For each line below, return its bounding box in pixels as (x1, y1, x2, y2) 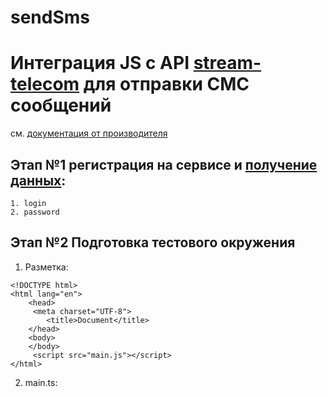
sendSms (10, 6, 91, 29)
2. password (10, 207, 60, 217)
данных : (10, 172, 67, 189)
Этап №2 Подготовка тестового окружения (10, 234, 296, 251)
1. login (10, 198, 47, 208)
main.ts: (24, 376, 58, 388)
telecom (10, 73, 80, 96)
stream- (193, 52, 262, 75)
